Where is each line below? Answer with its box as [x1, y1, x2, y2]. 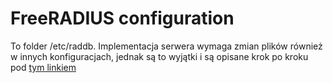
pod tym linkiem [10, 61, 77, 73]
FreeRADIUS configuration [10, 7, 235, 30]
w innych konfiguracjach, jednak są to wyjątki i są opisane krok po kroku [10, 50, 309, 62]
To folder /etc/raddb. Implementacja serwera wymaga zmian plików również [10, 40, 323, 52]
